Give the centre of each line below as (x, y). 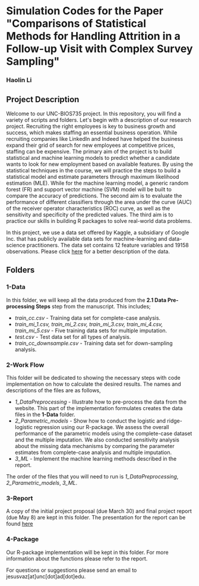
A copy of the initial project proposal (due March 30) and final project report (99, 511)
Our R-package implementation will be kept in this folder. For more (87, 552)
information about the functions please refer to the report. (77, 558)
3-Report (20, 498)
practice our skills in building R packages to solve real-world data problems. (99, 220)
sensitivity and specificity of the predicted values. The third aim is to (90, 215)
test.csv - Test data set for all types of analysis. (73, 336)
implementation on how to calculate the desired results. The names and (94, 384)
